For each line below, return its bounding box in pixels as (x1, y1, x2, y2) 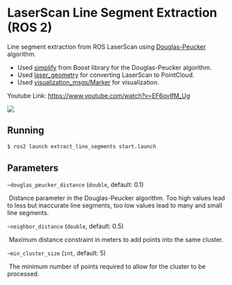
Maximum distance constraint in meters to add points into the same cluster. (8, 236, 224, 244)
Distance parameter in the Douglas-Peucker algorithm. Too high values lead (8, 194, 225, 202)
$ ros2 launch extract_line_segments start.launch (7, 143, 157, 150)
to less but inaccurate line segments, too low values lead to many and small (7, 201, 223, 209)
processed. (7, 270, 39, 278)
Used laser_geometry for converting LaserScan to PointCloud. (17, 71, 195, 79)
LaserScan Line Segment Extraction (7, 5, 217, 21)
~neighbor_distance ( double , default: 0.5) (7, 222, 124, 230)
